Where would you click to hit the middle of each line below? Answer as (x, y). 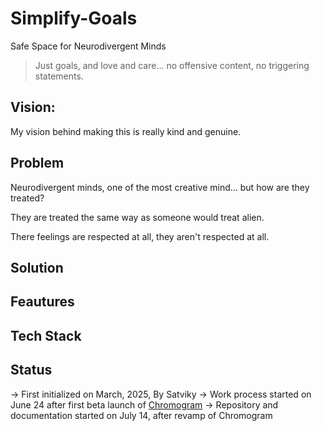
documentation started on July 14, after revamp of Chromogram (141, 415)
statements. (59, 76)
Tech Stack (46, 335)
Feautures (42, 302)
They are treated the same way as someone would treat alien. (137, 217)
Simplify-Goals (74, 18)
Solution (37, 267)
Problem (37, 163)
